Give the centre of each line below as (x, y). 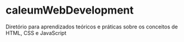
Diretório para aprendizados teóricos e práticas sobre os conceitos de (92, 27)
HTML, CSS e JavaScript (36, 33)
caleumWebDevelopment (70, 10)
